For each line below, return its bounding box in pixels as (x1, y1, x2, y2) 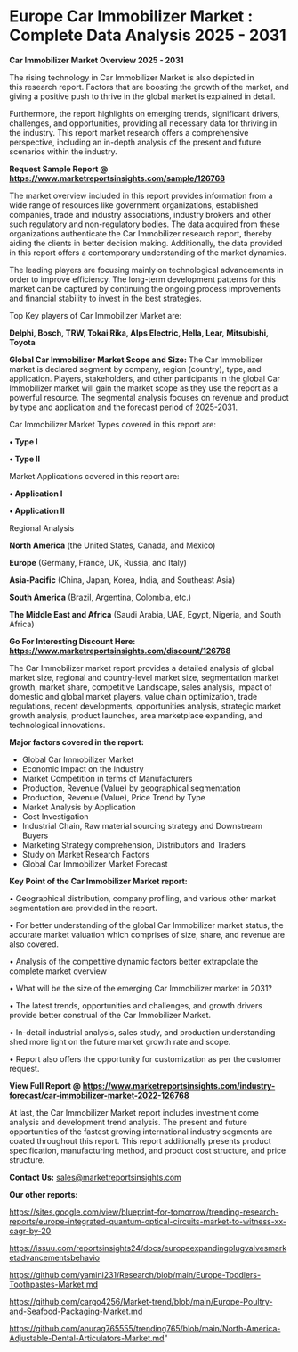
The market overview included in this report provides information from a (9, 190, 273, 201)
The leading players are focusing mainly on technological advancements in (9, 264, 284, 275)
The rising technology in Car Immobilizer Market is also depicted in (9, 71, 254, 82)
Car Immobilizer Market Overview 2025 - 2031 (9, 54, 184, 65)
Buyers (21, 830, 49, 841)
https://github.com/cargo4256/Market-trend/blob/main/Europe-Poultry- (9, 1296, 273, 1306)
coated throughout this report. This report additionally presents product (9, 1135, 271, 1146)
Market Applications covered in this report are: (9, 470, 180, 481)
